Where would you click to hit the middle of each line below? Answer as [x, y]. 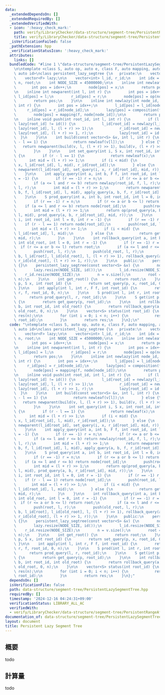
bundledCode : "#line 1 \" [36, 64]
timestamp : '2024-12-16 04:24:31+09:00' [51, 599]
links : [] [24, 60]
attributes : [22, 55]
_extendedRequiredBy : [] [35, 19]
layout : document [23, 622]
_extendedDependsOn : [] [34, 14]
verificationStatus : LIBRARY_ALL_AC [47, 603]
